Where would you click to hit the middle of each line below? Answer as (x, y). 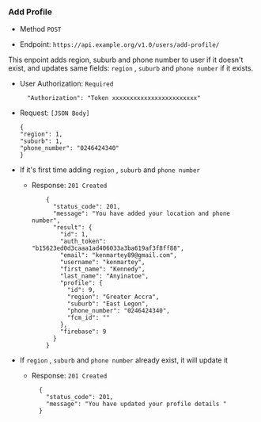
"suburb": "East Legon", (108, 304)
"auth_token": (83, 242)
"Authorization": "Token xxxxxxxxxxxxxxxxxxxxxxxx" (114, 98)
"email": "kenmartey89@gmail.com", (119, 255)
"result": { (72, 228)
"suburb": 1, (41, 141)
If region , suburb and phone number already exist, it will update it (123, 360)
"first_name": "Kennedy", (102, 269)
